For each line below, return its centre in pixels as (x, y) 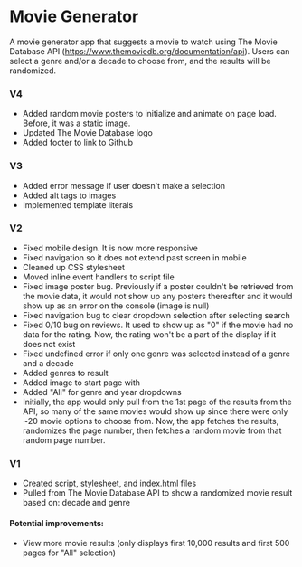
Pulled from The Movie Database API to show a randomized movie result (157, 493)
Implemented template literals (78, 204)
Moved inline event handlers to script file (98, 277)
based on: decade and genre (76, 503)
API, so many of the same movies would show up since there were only (155, 411)
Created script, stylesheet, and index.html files (109, 483)
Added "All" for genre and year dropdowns (102, 392)
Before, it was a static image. (76, 123)
